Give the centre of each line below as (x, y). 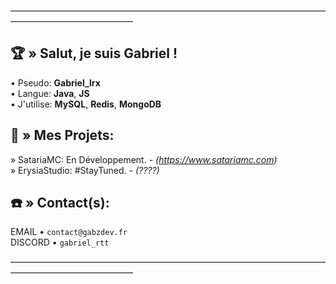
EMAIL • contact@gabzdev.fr (69, 232)
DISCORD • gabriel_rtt (60, 242)
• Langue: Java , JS (50, 93)
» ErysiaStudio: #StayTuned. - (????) (85, 170)
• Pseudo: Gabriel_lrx (55, 82)
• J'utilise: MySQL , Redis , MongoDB (86, 104)
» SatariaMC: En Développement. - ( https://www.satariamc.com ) (144, 159)
